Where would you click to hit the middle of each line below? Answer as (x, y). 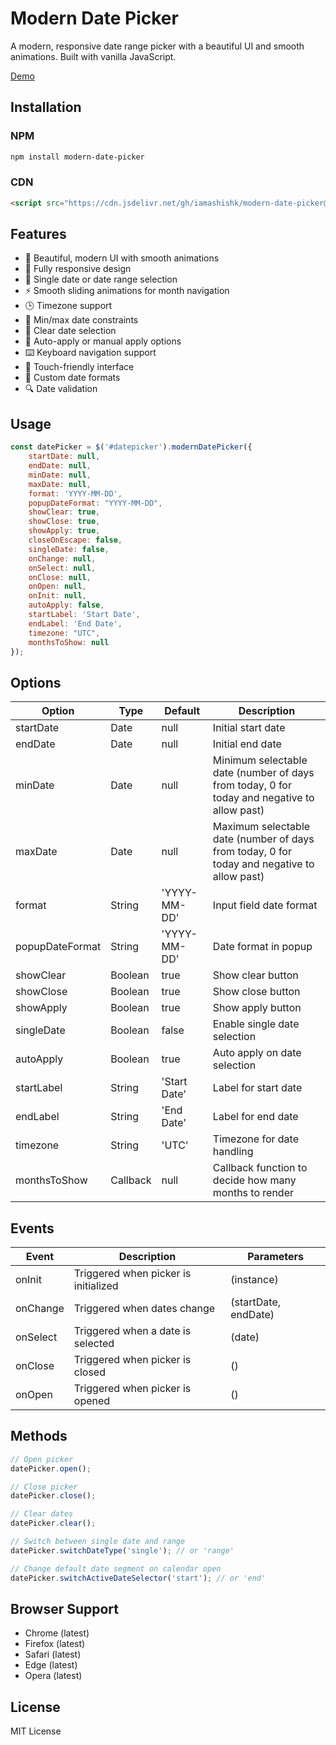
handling (233, 1152)
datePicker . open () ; (51, 1468)
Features (38, 234)
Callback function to (260, 1168)
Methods (39, 1436)
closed (89, 1372)
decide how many (254, 1180)
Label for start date (257, 1088)
